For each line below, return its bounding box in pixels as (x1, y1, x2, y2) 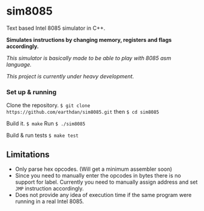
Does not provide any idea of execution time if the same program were (15, 192, 192, 199)
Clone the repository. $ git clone (6, 102, 90, 109)
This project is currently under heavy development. (6, 72, 135, 80)
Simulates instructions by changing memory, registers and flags (6, 36, 172, 43)
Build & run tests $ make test (6, 132, 79, 139)
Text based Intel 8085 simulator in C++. (6, 24, 106, 32)
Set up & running (6, 88, 56, 96)
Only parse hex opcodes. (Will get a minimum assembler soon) (15, 165, 172, 173)
